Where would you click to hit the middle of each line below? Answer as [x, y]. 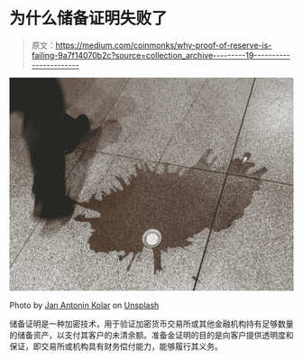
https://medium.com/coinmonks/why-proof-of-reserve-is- [164, 45]
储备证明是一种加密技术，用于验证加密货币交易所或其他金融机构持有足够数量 [151, 323]
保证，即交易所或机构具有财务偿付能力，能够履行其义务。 [116, 346]
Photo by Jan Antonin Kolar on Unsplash [84, 305]
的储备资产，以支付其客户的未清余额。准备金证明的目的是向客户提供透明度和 [151, 335]
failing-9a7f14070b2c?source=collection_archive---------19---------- [161, 55]
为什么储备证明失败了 [89, 18]
